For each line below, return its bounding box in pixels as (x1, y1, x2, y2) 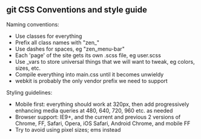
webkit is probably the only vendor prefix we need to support (15, 77, 168, 84)
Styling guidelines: (6, 88, 53, 96)
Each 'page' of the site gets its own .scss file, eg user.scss (15, 51, 162, 59)
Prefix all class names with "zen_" (15, 39, 100, 46)
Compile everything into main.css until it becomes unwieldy (15, 70, 164, 78)
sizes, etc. (15, 64, 41, 72)
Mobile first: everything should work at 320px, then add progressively (15, 100, 189, 108)
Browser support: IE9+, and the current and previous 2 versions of (15, 113, 181, 120)
